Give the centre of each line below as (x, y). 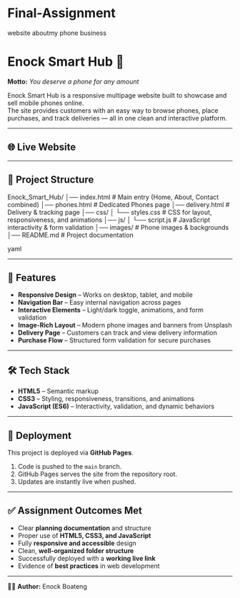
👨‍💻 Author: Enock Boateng (47, 586)
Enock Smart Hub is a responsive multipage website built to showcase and (117, 95)
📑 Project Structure (51, 180)
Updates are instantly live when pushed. (77, 481)
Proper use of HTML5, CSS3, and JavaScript (84, 535)
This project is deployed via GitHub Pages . (70, 452)
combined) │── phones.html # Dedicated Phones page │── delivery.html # (119, 204)
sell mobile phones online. (46, 103)
